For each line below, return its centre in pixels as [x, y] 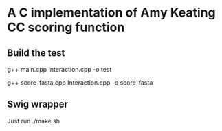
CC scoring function [66, 27]
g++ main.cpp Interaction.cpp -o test [59, 69]
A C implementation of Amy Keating [111, 13]
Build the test [36, 53]
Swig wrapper [38, 104]
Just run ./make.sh [34, 121]
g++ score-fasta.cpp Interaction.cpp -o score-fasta [80, 83]
